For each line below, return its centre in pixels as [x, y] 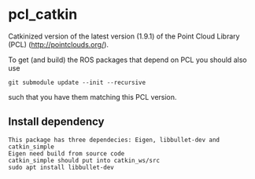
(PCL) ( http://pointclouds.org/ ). [58, 44]
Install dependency [56, 122]
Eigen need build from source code [67, 153]
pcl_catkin [43, 15]
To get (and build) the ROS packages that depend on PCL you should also [128, 60]
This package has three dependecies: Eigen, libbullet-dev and [114, 140]
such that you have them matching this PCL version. [92, 97]
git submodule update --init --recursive [77, 82]
